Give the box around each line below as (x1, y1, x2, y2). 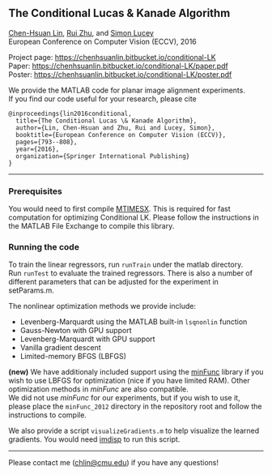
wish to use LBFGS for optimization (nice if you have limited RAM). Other (8, 376, 250, 386)
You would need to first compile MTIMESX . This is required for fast (8, 204, 231, 214)
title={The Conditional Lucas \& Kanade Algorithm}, (15, 117, 198, 125)
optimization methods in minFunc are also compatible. (8, 384, 189, 394)
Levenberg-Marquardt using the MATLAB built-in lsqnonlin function (19, 317, 248, 327)
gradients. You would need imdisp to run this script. (8, 434, 181, 444)
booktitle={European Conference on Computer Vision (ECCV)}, (15, 131, 227, 139)
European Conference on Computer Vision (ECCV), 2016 (8, 36, 197, 46)
